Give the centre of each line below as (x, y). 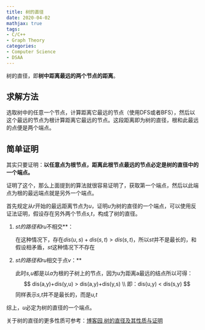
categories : (21, 46)
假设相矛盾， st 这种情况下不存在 (55, 248)
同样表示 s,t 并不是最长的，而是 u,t (56, 295)
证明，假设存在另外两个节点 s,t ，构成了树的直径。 (79, 214)
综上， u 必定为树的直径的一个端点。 (51, 308)
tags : (13, 29)
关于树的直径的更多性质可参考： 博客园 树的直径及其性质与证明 (85, 321)
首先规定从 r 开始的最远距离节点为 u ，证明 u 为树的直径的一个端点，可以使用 (99, 206)
